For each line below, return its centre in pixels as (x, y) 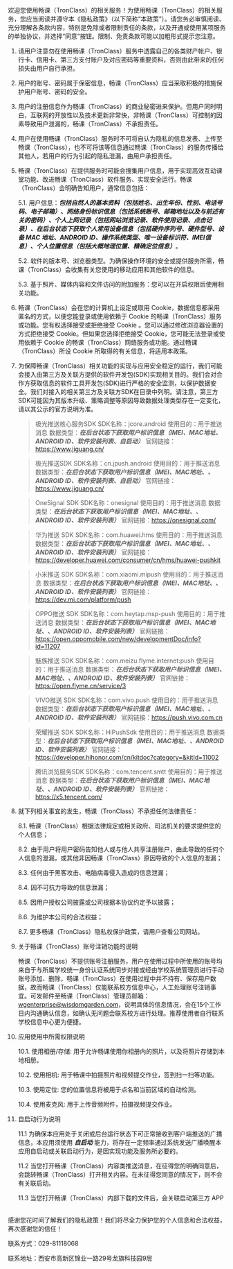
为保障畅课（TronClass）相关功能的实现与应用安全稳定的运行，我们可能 (120, 366)
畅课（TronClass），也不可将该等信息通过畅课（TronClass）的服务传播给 (121, 147)
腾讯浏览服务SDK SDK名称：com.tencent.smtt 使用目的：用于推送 (129, 772)
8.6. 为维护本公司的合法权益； (60, 917)
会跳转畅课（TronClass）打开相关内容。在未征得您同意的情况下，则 (114, 1174)
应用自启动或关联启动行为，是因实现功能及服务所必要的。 (100, 1151)
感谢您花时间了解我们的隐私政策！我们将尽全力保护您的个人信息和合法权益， (117, 1220)
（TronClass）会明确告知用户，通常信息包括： (84, 188)
